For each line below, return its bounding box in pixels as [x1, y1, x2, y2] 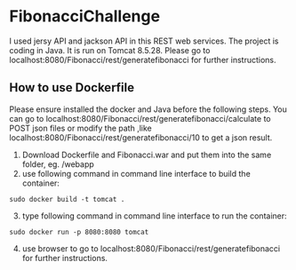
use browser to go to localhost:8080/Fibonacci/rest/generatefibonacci [21, 242, 281, 254]
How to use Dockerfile [9, 80, 135, 95]
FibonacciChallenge [9, 6, 161, 27]
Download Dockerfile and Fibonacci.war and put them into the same [21, 149, 272, 160]
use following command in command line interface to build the [21, 168, 251, 179]
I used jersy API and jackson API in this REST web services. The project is [9, 36, 279, 46]
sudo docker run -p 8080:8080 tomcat [9, 227, 149, 236]
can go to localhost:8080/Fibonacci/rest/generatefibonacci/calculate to [9, 113, 271, 123]
